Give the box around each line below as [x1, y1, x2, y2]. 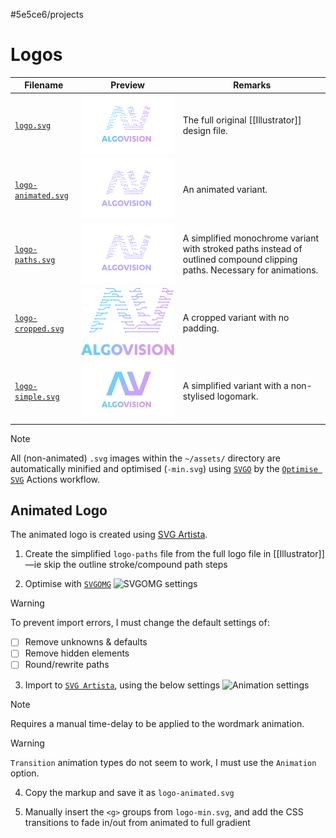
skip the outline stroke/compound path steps [43, 559, 228, 571]
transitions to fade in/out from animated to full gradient [24, 816, 251, 828]
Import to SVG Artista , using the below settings [24, 679, 221, 691]
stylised [182, 390, 215, 403]
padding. [182, 322, 220, 334]
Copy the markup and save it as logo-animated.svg [24, 786, 235, 798]
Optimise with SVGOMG [24, 578, 112, 590]
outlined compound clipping [182, 254, 298, 266]
